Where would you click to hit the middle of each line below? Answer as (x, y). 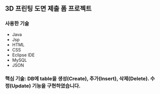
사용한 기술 (17, 24)
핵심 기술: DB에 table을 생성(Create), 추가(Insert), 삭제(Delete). (77, 79)
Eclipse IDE (23, 55)
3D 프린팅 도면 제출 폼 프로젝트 (48, 9)
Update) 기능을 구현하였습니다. (46, 86)
